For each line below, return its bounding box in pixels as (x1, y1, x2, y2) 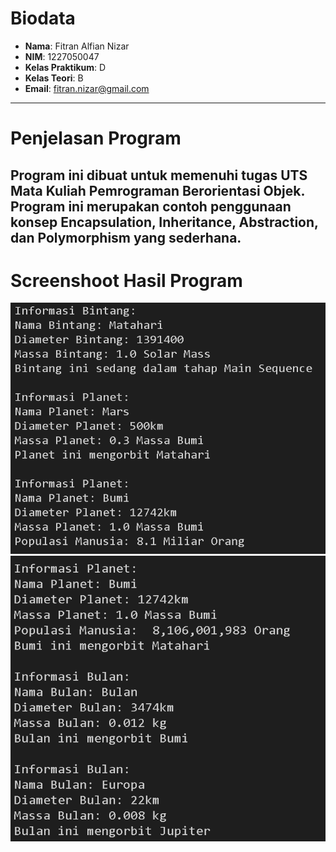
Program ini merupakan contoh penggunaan (10, 198, 292, 215)
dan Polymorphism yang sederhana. (10, 229, 242, 246)
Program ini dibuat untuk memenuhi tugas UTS (10, 167, 308, 184)
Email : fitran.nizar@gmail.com (24, 82, 150, 94)
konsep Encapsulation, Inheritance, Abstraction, (10, 213, 319, 231)
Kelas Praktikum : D (24, 61, 107, 73)
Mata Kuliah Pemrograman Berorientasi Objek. (10, 182, 305, 199)
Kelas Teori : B (24, 72, 84, 84)
